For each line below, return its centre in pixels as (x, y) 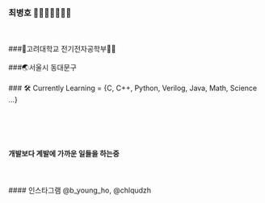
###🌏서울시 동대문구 (42, 68)
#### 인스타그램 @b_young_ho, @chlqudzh (80, 190)
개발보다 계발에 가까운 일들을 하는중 (64, 153)
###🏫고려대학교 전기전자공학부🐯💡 (62, 49)
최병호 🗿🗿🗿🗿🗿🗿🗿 (40, 12)
